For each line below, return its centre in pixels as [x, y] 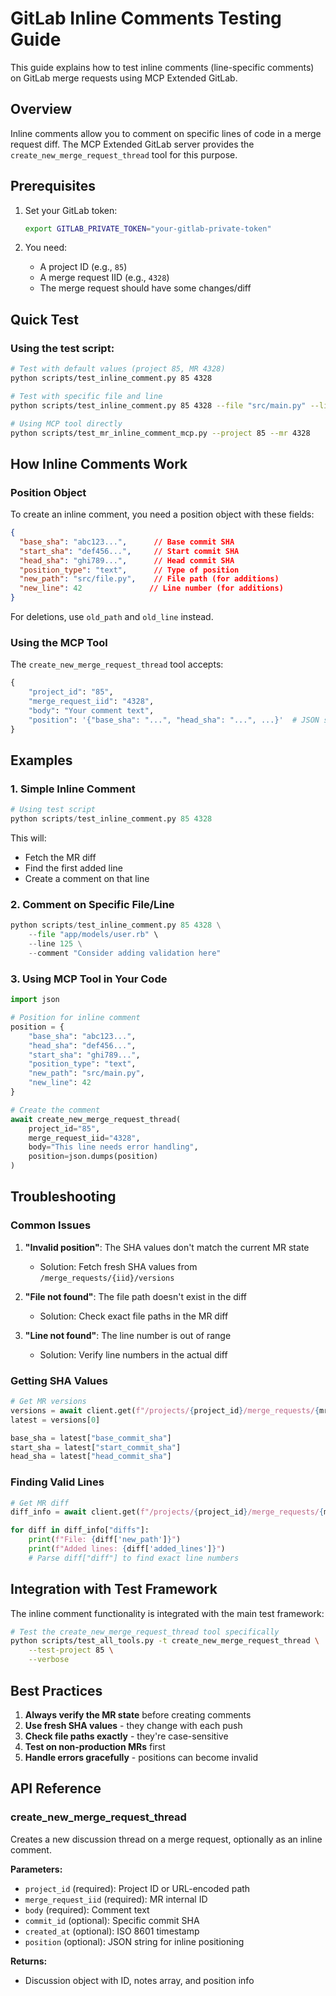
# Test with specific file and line [86, 396]
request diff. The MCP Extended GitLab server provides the [132, 144]
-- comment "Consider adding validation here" [125, 953]
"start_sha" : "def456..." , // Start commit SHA [129, 551]
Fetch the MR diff [60, 858]
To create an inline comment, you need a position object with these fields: [162, 514]
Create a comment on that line [87, 879]
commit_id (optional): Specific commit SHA [112, 1920]
